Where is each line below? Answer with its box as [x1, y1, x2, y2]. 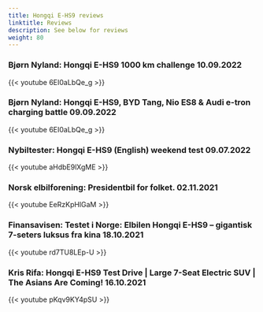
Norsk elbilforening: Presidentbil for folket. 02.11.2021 [8, 182, 218, 193]
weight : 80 [8, 33, 44, 42]
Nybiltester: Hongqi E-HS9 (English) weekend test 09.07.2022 [8, 144, 251, 155]
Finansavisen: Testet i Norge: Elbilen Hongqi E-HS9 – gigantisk [8, 220, 253, 231]
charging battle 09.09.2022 [8, 107, 117, 118]
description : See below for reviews [8, 26, 128, 34]
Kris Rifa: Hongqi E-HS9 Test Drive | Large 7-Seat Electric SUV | [8, 267, 256, 278]
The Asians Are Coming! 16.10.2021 [8, 277, 146, 288]
